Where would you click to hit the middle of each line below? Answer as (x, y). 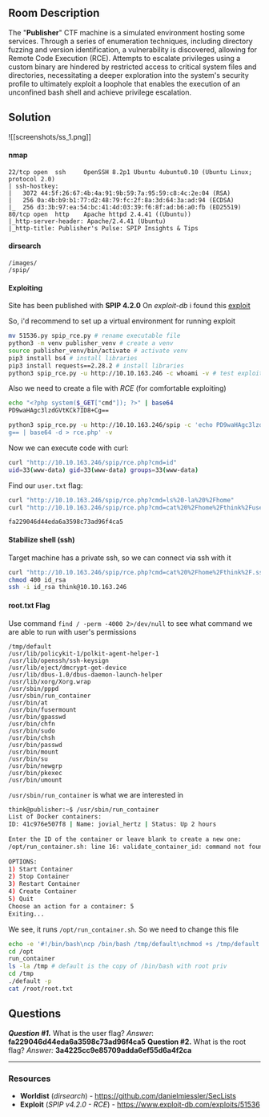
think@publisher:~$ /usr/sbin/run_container (84, 810)
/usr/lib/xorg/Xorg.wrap (50, 681)
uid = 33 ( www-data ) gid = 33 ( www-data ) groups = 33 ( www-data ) (103, 470)
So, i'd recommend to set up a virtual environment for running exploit (122, 321)
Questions (35, 1014)
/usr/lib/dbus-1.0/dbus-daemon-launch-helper (85, 674)
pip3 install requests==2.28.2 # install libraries (96, 366)
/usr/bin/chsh (32, 737)
